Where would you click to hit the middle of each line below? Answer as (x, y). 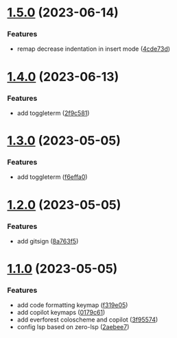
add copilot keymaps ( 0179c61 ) (61, 313)
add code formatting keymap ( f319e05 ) (72, 305)
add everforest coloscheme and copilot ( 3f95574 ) (87, 319)
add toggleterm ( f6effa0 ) (52, 177)
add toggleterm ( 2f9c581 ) (53, 113)
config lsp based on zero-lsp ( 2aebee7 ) (73, 327)
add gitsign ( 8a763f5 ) (48, 241)
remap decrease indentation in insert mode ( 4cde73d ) (93, 49)
